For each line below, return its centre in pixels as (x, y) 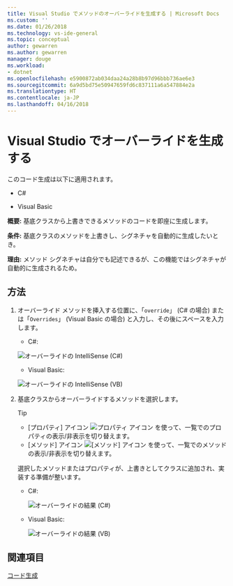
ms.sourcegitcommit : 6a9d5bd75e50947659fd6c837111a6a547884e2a (101, 85)
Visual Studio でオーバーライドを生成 (115, 141)
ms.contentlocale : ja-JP (43, 98)
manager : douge (29, 59)
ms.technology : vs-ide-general (53, 33)
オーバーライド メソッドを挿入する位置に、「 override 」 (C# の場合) (114, 310)
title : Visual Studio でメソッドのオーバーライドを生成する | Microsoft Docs (113, 14)
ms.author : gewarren (37, 53)
